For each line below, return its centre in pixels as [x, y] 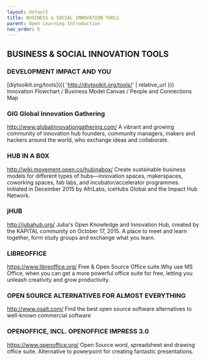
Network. [19, 195]
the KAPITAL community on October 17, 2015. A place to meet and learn [97, 231]
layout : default [28, 12]
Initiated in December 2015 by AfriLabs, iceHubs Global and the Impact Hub [102, 189]
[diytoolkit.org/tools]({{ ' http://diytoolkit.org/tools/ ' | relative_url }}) [91, 85]
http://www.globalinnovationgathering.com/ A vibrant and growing [91, 127]
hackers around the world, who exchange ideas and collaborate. [88, 140]
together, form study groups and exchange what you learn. [81, 237]
